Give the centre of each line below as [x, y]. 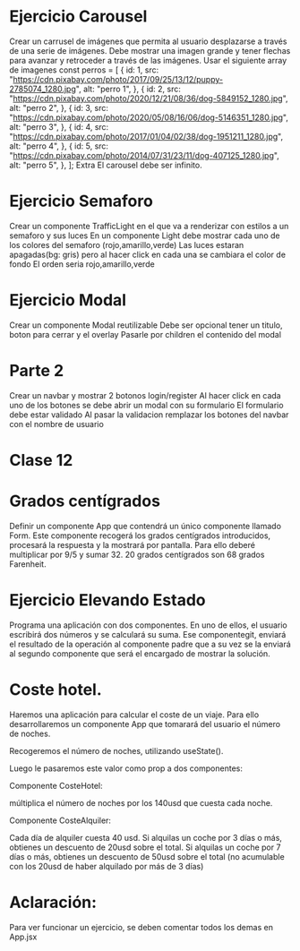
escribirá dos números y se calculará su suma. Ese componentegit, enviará [148, 634]
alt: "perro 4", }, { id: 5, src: [59, 146]
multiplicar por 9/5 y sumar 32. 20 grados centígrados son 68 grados [137, 554]
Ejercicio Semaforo [81, 201]
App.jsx [23, 937]
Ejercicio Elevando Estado [107, 600]
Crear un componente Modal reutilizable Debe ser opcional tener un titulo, [146, 325]
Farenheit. [28, 564]
